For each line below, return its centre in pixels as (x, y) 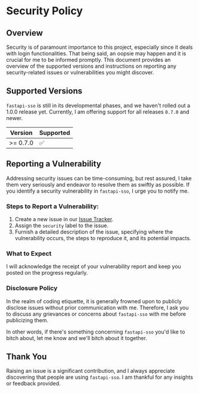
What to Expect (29, 253)
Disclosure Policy (32, 288)
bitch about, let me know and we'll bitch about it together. (77, 338)
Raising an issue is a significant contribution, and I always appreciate (91, 371)
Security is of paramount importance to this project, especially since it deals (99, 47)
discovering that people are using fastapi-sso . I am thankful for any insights (100, 377)
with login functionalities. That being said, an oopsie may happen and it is (96, 54)
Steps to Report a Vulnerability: (53, 206)
